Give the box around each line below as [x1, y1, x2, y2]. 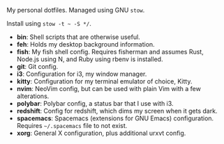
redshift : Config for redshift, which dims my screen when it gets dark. [16, 107, 218, 115]
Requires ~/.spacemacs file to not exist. [16, 122, 128, 129]
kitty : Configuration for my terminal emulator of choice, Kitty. [16, 77, 193, 86]
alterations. [16, 92, 50, 100]
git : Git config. [16, 63, 59, 70]
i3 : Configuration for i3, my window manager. [16, 70, 147, 78]
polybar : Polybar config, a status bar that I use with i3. [16, 99, 174, 107]
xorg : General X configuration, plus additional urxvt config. [16, 129, 186, 137]
